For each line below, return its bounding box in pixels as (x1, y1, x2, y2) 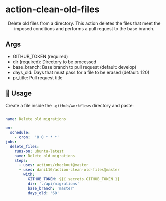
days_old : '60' (27, 190, 59, 196)
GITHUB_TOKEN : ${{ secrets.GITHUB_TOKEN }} (27, 177, 120, 182)
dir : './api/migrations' (27, 181, 80, 186)
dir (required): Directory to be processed (12, 59, 97, 65)
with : (23, 172, 35, 177)
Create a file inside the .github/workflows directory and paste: (5, 102, 134, 108)
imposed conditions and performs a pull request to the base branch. (14, 25, 154, 31)
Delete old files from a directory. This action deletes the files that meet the (8, 20, 161, 26)
